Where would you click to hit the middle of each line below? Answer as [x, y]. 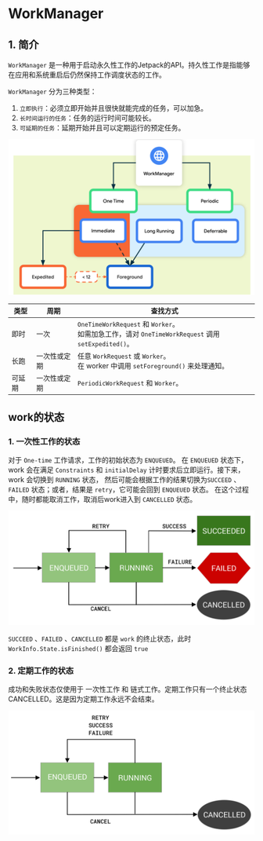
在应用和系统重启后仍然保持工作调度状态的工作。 [87, 75]
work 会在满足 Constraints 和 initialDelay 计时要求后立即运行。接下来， [126, 470]
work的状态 [36, 417]
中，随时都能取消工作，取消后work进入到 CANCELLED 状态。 [103, 499]
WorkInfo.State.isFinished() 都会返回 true [78, 648]
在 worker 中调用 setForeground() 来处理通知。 [153, 365]
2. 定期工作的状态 [41, 671]
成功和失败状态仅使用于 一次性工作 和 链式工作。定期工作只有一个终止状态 [128, 689]
